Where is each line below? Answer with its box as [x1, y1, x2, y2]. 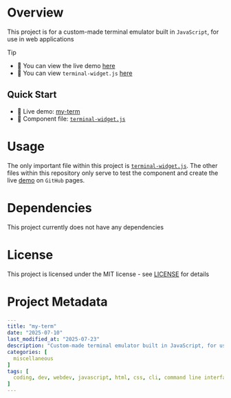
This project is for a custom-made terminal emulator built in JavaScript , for [7, 28, 219, 36]
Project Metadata [7, 294, 108, 309]
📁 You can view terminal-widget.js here [16, 69, 133, 77]
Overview [7, 5, 64, 21]
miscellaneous [13, 355, 54, 362]
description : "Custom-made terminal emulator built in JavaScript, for [7, 342, 217, 349]
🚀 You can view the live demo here [16, 61, 115, 70]
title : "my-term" [7, 323, 57, 330]
